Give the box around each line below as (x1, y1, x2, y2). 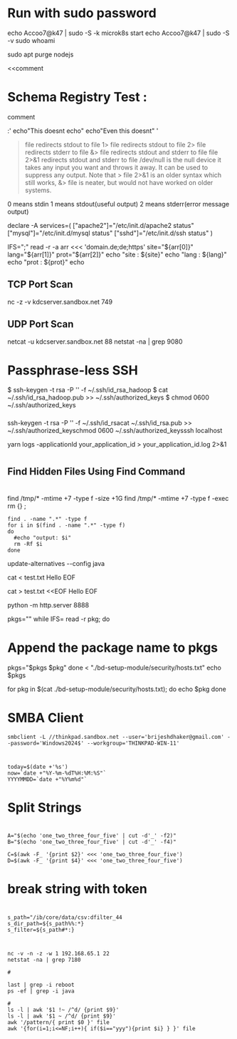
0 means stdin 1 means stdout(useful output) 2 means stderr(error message (7, 199, 230, 208)
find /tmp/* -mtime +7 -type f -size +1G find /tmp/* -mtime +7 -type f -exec (7, 494, 229, 502)
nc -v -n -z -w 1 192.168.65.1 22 (7, 950, 110, 957)
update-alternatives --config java (7, 559, 105, 567)
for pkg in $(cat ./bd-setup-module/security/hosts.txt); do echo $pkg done (7, 685, 226, 693)
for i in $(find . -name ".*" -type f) (7, 522, 126, 529)
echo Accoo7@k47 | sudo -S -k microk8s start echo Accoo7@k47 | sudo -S (7, 29, 230, 37)
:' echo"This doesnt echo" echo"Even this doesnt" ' (7, 126, 159, 135)
